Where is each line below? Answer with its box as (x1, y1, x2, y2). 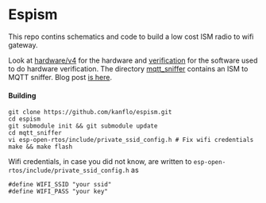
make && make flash (8, 143, 73, 151)
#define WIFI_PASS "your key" (8, 188, 109, 196)
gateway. (8, 40, 38, 49)
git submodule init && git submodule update (8, 122, 158, 130)
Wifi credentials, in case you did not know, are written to (8, 157, 192, 167)
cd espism (8, 115, 41, 124)
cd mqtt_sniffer (8, 129, 62, 137)
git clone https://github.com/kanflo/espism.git (8, 109, 172, 117)
